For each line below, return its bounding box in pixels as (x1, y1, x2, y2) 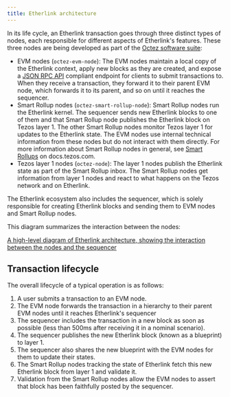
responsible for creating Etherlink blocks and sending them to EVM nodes (7, 202, 216, 210)
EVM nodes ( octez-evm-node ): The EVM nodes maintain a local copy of (16, 56, 217, 65)
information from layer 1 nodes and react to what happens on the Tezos (16, 173, 220, 182)
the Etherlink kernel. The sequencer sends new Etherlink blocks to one (16, 108, 218, 116)
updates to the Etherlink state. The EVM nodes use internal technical (16, 130, 211, 138)
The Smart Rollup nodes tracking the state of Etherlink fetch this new (16, 361, 212, 369)
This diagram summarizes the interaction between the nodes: (7, 222, 181, 230)
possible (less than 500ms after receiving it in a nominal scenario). (16, 324, 205, 332)
